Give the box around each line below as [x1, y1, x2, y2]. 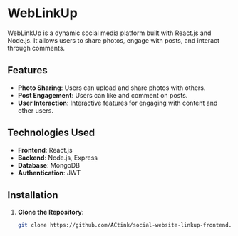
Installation [7, 189, 58, 201]
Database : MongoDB [17, 160, 81, 169]
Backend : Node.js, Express [17, 153, 98, 162]
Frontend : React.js [17, 145, 73, 154]
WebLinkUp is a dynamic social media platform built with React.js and [7, 29, 212, 37]
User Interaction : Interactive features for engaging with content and [17, 98, 218, 107]
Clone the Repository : [17, 208, 84, 217]
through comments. [7, 43, 66, 52]
